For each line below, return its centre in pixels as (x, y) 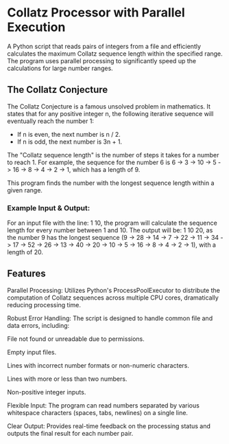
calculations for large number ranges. (60, 68)
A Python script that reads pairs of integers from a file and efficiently (104, 46)
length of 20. (25, 252)
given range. (25, 190)
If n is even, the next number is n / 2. (69, 134)
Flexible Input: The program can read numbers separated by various (104, 405)
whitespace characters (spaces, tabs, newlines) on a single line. (98, 412)
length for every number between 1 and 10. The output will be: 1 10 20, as (110, 230)
